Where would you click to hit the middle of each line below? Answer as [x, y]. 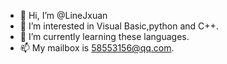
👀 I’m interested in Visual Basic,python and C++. [119, 26]
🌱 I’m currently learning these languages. [104, 36]
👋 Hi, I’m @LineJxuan [63, 15]
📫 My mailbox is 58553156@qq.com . [97, 48]
